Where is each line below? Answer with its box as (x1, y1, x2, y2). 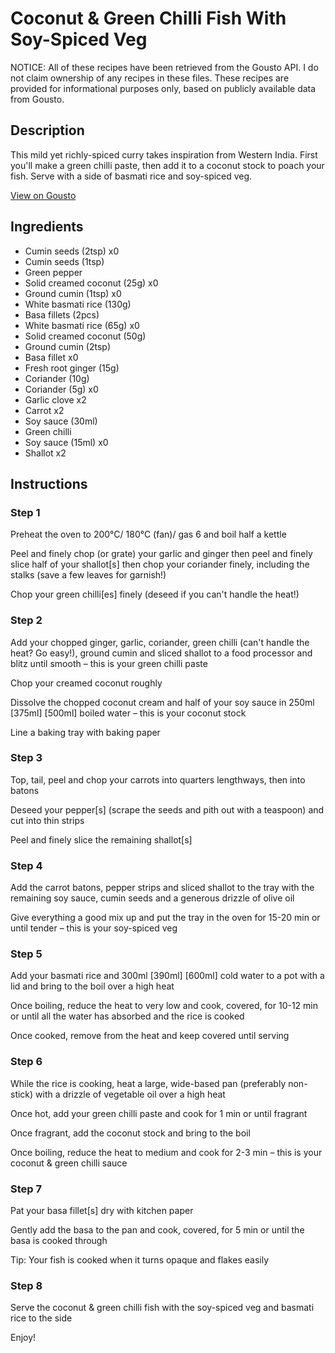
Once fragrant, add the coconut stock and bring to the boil (10, 1127, 251, 1139)
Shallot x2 (24, 447, 67, 459)
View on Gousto (10, 189, 77, 201)
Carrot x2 (24, 404, 65, 416)
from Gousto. (10, 93, 65, 105)
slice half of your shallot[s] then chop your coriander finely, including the (10, 558, 310, 571)
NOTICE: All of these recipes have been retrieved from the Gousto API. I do (10, 61, 319, 73)
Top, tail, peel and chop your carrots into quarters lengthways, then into (10, 773, 306, 786)
